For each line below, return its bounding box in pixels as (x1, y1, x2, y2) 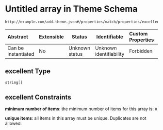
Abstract (7, 33, 28, 40)
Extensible (38, 33, 64, 40)
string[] (5, 80, 23, 85)
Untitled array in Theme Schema (5, 3, 138, 15)
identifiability (95, 50, 125, 57)
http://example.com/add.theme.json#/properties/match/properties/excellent (5, 19, 162, 24)
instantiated (7, 50, 34, 57)
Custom (129, 30, 148, 37)
